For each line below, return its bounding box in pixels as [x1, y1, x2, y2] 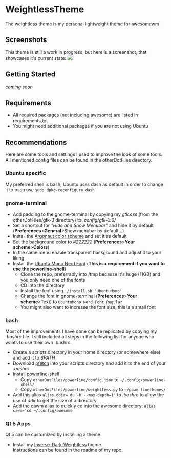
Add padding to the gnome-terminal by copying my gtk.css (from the [12, 211, 158, 217]
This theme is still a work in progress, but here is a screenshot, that [5, 49, 147, 55]
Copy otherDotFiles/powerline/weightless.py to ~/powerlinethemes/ [20, 386, 166, 393]
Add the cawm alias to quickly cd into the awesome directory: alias [12, 403, 156, 409]
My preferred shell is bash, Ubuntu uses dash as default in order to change [5, 181, 164, 188]
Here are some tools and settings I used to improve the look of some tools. [5, 151, 163, 157]
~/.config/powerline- [119, 377, 166, 383]
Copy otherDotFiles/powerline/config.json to [20, 376, 119, 383]
